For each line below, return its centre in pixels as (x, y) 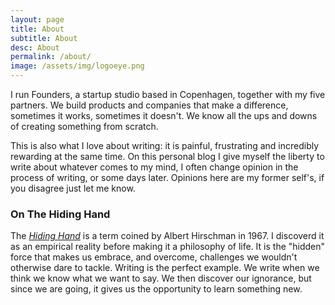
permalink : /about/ (51, 57)
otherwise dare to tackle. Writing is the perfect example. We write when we (165, 268)
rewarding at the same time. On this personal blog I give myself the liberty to (167, 156)
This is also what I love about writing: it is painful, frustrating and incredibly (165, 145)
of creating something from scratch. (84, 126)
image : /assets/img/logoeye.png (77, 66)
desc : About (35, 47)
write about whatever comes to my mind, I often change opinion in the (154, 167)
